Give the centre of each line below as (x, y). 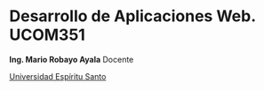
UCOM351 (48, 35)
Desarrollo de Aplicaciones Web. (132, 16)
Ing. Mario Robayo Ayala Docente (72, 59)
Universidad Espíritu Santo (58, 76)
